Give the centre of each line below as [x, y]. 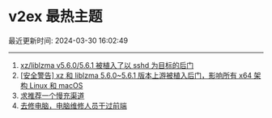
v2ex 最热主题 [55, 17]
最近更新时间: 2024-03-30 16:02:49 [68, 40]
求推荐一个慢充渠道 [52, 95]
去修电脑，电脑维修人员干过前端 [73, 105]
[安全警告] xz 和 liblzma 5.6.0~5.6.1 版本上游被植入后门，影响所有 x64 [136, 75]
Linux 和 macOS [56, 85]
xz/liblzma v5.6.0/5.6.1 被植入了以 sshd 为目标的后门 [107, 65]
